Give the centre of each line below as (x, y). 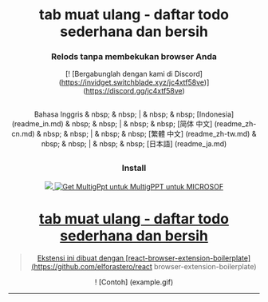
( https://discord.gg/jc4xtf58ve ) (134, 91)
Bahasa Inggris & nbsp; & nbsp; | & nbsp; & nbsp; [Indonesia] (134, 114)
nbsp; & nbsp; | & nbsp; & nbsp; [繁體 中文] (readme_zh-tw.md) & (150, 133)
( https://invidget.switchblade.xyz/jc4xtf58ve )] (134, 82)
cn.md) (23, 133)
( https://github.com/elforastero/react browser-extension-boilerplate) (144, 266)
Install (134, 168)
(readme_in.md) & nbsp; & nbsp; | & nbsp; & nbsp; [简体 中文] (112, 123)
